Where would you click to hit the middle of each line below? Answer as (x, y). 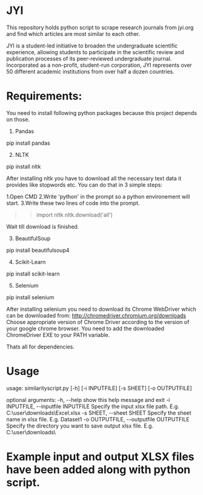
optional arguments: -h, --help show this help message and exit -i (88, 400)
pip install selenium (30, 297)
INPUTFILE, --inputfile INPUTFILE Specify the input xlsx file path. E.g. (93, 406)
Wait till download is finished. (43, 226)
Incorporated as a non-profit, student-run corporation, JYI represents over (99, 65)
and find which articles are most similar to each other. (73, 33)
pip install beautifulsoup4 (38, 250)
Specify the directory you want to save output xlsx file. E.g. (80, 426)
